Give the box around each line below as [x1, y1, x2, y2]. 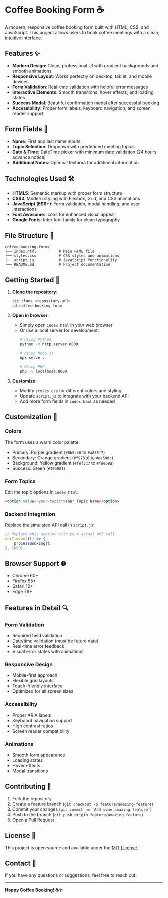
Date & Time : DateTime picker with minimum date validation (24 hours [12, 149, 157, 155]
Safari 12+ [12, 583, 33, 589]
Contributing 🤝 [5, 782, 52, 791]
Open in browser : [12, 312, 49, 318]
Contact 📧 [5, 859, 37, 868]
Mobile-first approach [12, 672, 58, 678]
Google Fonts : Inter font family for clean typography [12, 217, 120, 223]
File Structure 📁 [5, 231, 54, 240]
